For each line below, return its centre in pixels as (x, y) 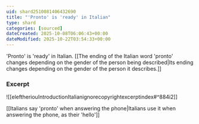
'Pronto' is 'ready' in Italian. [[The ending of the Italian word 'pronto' (90, 56)
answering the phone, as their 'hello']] (53, 115)
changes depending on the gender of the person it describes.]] (84, 69)
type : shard (21, 23)
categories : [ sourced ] (34, 28)
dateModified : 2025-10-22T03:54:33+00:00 (59, 39)
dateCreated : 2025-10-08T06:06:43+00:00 (57, 34)
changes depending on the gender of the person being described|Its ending (100, 62)
